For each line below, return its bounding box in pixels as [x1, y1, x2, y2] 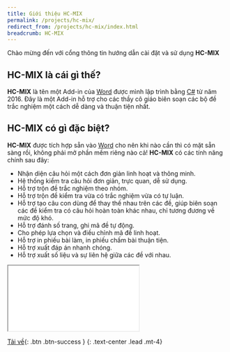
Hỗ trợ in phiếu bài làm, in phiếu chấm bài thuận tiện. [17, 236, 169, 244]
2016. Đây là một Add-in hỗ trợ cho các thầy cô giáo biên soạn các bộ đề [7, 95, 217, 103]
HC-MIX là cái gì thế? [7, 69, 101, 81]
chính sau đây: [7, 155, 49, 164]
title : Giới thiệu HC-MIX [7, 10, 82, 17]
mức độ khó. [17, 213, 54, 222]
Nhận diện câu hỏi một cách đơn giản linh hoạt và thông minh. [17, 169, 197, 178]
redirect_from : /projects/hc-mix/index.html [7, 23, 139, 30]
